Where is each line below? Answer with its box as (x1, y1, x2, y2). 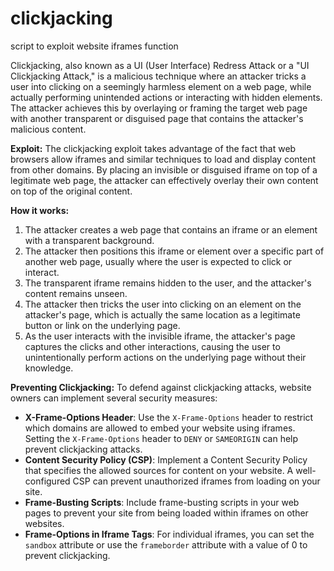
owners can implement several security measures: (10, 392, 218, 404)
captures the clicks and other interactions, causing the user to (24, 340, 281, 352)
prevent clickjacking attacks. (24, 443, 143, 455)
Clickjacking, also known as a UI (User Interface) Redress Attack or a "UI (10, 59, 310, 71)
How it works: (10, 204, 70, 216)
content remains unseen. (24, 287, 128, 299)
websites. (24, 517, 65, 529)
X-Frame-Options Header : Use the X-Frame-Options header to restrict (24, 411, 314, 423)
